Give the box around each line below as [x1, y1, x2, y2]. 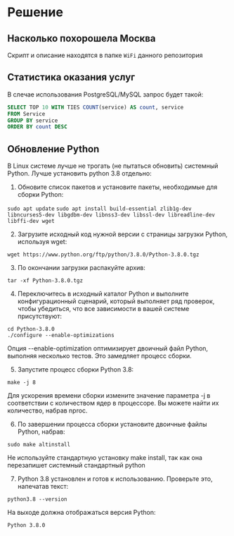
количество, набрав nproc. [7, 406, 88, 415]
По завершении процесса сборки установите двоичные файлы [17, 420, 207, 429]
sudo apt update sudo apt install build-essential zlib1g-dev [7, 205, 192, 212]
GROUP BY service [7, 117, 58, 124]
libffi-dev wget [7, 218, 55, 225]
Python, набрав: [17, 427, 65, 436]
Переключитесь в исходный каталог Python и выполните [17, 290, 189, 298]
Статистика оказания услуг [7, 71, 136, 83]
